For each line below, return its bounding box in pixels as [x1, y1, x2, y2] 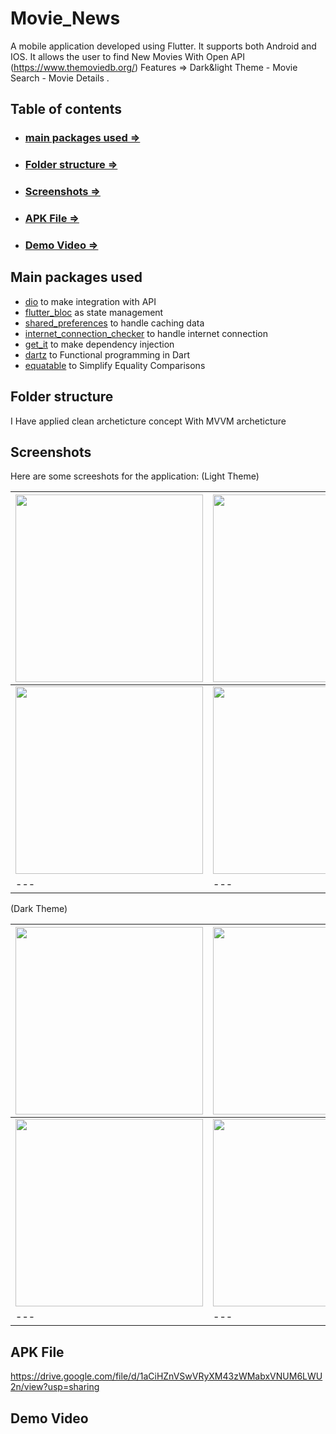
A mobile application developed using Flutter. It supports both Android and [10, 40, 317, 52]
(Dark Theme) [10, 903, 68, 915]
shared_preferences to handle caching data [24, 317, 205, 329]
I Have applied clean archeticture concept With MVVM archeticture [10, 415, 287, 427]
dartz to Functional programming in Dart [24, 348, 190, 361]
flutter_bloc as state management [24, 306, 164, 318]
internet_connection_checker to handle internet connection [24, 327, 268, 339]
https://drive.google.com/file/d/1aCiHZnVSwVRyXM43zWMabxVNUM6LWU [10, 1370, 323, 1382]
